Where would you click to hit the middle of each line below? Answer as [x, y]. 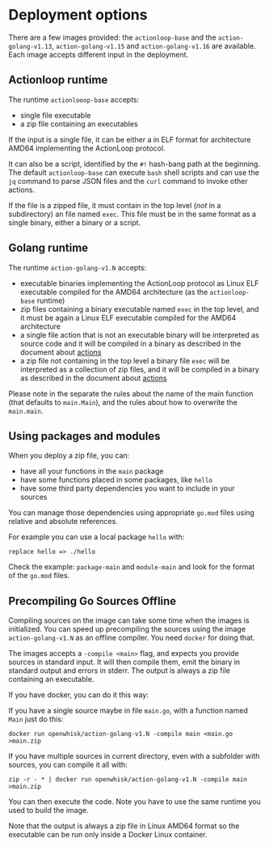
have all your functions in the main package [92, 471]
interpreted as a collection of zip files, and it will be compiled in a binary [140, 369]
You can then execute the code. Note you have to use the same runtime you [134, 802]
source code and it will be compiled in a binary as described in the [130, 343]
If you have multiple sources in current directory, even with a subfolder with [134, 756]
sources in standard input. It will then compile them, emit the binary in [124, 662]
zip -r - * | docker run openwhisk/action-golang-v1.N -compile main [128, 780]
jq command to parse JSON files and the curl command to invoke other [128, 181]
